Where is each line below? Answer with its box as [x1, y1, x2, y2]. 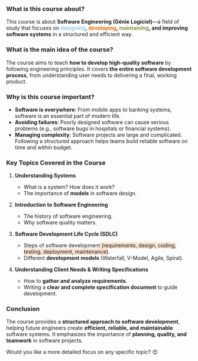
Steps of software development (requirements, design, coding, [23, 242, 176, 249]
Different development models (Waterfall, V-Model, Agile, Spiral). [23, 254, 184, 262]
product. [6, 78, 27, 85]
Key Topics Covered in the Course [6, 159, 106, 167]
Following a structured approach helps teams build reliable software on [14, 137, 188, 144]
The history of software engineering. [23, 212, 113, 220]
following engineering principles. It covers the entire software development [6, 65, 192, 72]
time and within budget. [14, 144, 73, 151]
